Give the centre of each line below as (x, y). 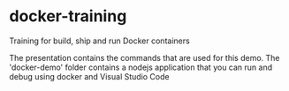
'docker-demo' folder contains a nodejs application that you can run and (141, 67)
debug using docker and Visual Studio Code (89, 76)
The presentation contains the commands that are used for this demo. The (144, 57)
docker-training (68, 16)
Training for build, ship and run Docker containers (99, 41)
